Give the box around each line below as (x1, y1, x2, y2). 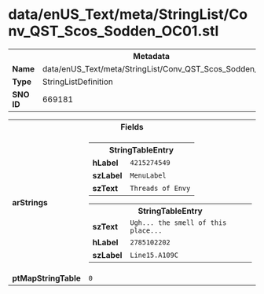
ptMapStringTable (12, 273, 81, 284)
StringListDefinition (42, 76, 114, 87)
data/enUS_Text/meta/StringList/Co (8, 6, 248, 24)
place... (129, 226, 163, 235)
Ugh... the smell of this (129, 218, 227, 227)
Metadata (133, 50, 170, 61)
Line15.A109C (129, 250, 179, 259)
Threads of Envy (129, 183, 191, 193)
